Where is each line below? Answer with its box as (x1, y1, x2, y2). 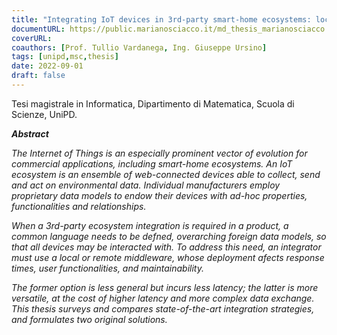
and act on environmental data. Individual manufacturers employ (11, 179, 281, 191)
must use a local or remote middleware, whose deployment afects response (11, 251, 325, 263)
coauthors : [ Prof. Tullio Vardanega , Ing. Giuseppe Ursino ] (11, 42, 268, 53)
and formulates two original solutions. (11, 313, 168, 325)
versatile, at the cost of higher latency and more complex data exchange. (11, 292, 315, 304)
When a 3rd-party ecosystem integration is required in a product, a (11, 219, 289, 231)
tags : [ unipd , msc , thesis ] (11, 52, 119, 62)
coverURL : (11, 33, 53, 43)
